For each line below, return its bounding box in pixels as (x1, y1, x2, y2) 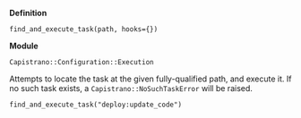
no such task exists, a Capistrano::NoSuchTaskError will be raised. (9, 83, 254, 93)
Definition (9, 8, 47, 18)
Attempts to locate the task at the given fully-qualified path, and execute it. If (9, 73, 292, 84)
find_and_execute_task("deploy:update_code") (9, 100, 182, 109)
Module (9, 40, 39, 51)
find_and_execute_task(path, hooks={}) (9, 25, 159, 34)
